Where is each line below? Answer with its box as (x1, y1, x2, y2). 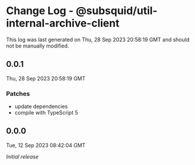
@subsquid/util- (75, 4, 157, 18)
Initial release (6, 153, 39, 160)
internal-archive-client (6, 16, 120, 30)
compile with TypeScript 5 (14, 109, 78, 116)
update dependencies (14, 103, 68, 110)
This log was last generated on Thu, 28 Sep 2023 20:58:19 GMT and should (6, 36, 190, 43)
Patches (6, 89, 31, 97)
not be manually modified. (6, 42, 69, 49)
